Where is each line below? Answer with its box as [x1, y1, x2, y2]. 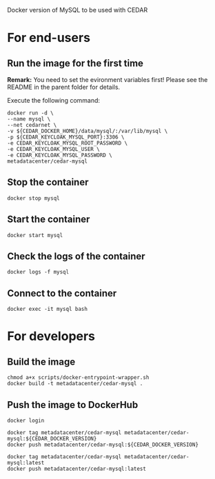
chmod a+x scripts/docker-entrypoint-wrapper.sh [7, 374, 150, 381]
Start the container [7, 214, 90, 225]
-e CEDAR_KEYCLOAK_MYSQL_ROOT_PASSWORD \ [7, 140, 128, 147]
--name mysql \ [7, 116, 51, 123]
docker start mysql [7, 232, 63, 238]
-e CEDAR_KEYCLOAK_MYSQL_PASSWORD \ [7, 152, 112, 159]
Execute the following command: [7, 96, 101, 104]
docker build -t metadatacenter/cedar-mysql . [7, 380, 143, 387]
